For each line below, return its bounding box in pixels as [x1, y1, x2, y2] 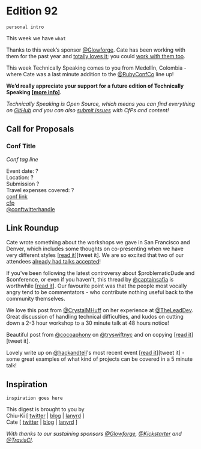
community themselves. [6, 295, 65, 303]
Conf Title [6, 142, 36, 151]
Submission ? [6, 180, 40, 187]
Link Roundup [6, 223, 59, 234]
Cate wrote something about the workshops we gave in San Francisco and [6, 239, 190, 246]
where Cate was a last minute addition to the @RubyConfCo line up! [6, 70, 174, 77]
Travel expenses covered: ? [6, 186, 74, 193]
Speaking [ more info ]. [6, 88, 62, 95]
